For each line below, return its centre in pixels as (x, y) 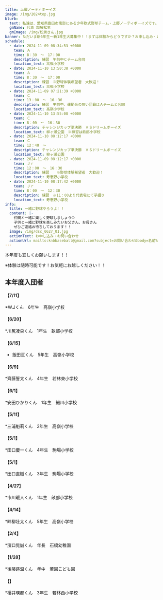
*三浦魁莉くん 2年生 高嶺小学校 (39, 426)
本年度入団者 (24, 282)
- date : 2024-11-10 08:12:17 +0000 (45, 136)
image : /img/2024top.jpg (30, 14)
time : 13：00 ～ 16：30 (38, 100)
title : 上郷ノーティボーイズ (31, 9)
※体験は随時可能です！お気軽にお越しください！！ (55, 265)
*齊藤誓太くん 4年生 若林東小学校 (42, 378)
